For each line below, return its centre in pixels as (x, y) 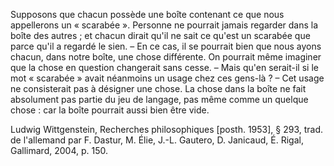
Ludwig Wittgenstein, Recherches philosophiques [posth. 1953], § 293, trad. (167, 129)
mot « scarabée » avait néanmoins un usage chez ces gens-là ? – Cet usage (167, 78)
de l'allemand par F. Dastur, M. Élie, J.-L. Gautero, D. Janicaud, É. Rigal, (157, 140)
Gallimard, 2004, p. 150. (59, 150)
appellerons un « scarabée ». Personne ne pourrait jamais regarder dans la (164, 25)
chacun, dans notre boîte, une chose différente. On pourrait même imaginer (166, 57)
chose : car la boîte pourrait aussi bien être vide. (110, 110)
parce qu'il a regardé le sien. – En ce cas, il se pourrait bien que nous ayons (166, 46)
